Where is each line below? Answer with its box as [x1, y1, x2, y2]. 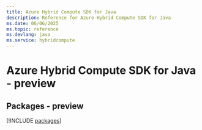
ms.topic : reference [6, 26, 59, 32]
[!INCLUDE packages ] [6, 117, 62, 124]
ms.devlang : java [6, 32, 51, 38]
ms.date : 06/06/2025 [6, 20, 59, 26]
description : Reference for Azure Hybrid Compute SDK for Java [6, 15, 171, 21]
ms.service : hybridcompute [6, 37, 75, 43]
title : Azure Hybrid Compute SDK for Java [6, 9, 116, 15]
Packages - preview [6, 101, 84, 111]
